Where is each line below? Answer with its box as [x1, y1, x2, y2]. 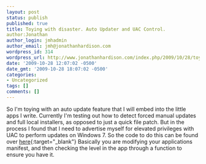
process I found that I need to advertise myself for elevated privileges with [6, 125, 194, 132]
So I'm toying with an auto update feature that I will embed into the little [6, 105, 186, 113]
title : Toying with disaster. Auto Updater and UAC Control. [6, 26, 166, 32]
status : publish [6, 15, 48, 21]
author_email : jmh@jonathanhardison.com [6, 43, 112, 50]
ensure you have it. [6, 151, 55, 158]
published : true [6, 20, 48, 26]
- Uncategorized [6, 77, 48, 83]
